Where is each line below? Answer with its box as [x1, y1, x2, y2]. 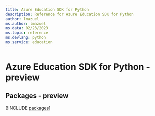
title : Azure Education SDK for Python [5, 7, 89, 12]
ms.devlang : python [5, 35, 46, 40]
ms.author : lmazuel [5, 21, 46, 26]
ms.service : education [5, 40, 53, 45]
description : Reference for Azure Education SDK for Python [5, 12, 134, 17]
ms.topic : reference [5, 30, 49, 35]
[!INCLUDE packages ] [5, 105, 51, 111]
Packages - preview [5, 92, 69, 100]
